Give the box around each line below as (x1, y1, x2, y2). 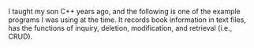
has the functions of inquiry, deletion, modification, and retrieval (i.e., (8, 24, 233, 32)
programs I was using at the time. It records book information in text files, (8, 15, 247, 24)
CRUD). (8, 31, 33, 41)
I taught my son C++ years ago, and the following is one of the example (8, 7, 241, 16)
